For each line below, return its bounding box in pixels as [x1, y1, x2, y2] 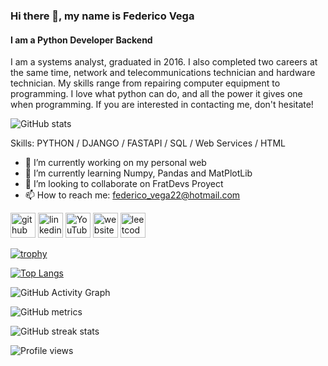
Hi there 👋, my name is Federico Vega [10, 9, 195, 23]
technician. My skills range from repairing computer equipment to [10, 77, 281, 89]
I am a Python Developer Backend [10, 34, 153, 46]
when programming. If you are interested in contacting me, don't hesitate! [10, 99, 314, 111]
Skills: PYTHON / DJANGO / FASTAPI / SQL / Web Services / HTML [10, 137, 286, 149]
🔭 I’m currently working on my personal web [24, 157, 207, 169]
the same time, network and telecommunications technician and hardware [10, 67, 316, 79]
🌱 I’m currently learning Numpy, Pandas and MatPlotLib [24, 167, 253, 179]
